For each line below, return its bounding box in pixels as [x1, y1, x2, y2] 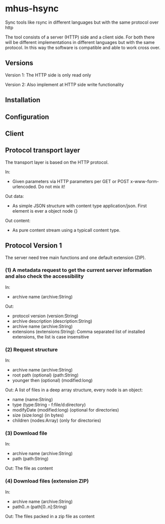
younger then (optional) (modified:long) [12, 377, 93, 383]
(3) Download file [5, 430, 48, 437]
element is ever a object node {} [12, 208, 78, 214]
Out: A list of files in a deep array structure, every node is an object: [5, 387, 143, 393]
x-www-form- [130, 178, 159, 184]
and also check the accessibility [5, 273, 84, 280]
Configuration [5, 112, 49, 121]
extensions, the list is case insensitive [12, 334, 89, 339]
